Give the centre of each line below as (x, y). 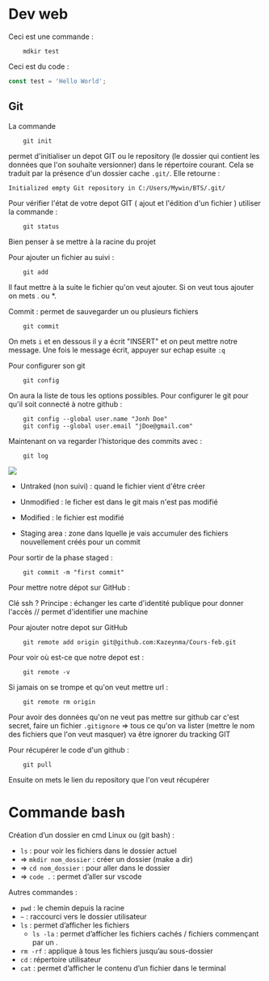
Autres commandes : (43, 892)
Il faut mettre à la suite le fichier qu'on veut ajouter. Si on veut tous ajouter (131, 287)
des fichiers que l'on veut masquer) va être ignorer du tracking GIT (120, 734)
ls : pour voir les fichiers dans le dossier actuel (99, 851)
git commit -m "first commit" (74, 572)
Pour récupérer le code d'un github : (69, 749)
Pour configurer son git (47, 365)
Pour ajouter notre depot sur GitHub (68, 627)
